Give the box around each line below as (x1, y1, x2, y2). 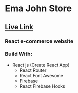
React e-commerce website (5, 38, 74, 45)
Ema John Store (5, 3, 72, 14)
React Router (19, 67, 47, 73)
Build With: (5, 50, 33, 57)
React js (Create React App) (12, 62, 70, 68)
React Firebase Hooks (19, 83, 66, 89)
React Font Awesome (19, 72, 64, 78)
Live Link (5, 23, 34, 31)
